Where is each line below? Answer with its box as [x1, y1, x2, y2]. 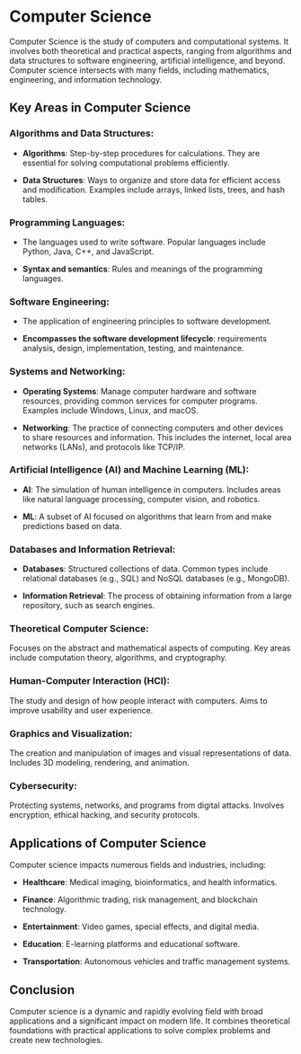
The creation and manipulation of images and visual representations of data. [9, 748, 292, 758]
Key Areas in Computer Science [9, 101, 191, 116]
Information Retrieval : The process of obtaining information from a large [22, 590, 292, 601]
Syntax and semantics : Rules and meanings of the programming [22, 263, 263, 274]
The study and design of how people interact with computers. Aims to [9, 695, 268, 706]
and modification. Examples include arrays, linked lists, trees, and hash [22, 184, 286, 195]
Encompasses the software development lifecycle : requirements [22, 333, 268, 344]
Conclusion [9, 982, 75, 997]
